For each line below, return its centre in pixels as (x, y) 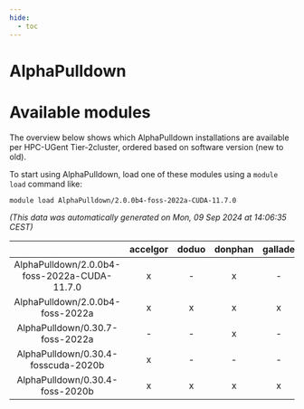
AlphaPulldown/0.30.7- (67, 328)
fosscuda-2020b (67, 365)
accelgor (149, 249)
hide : (19, 18)
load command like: (46, 184)
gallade (279, 249)
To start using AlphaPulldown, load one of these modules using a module (144, 174)
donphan (234, 249)
